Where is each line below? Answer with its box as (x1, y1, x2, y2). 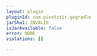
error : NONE (6, 31, 35, 37)
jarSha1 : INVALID (6, 19, 49, 25)
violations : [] (6, 36, 44, 42)
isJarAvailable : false (6, 25, 62, 31)
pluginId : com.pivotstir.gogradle (6, 14, 92, 20)
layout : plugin (6, 8, 44, 15)
